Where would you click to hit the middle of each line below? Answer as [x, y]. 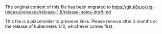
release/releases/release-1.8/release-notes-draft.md [58, 12]
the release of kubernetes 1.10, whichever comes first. [59, 26]
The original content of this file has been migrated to [58, 7]
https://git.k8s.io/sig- [133, 7]
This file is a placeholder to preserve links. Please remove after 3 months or [81, 21]
